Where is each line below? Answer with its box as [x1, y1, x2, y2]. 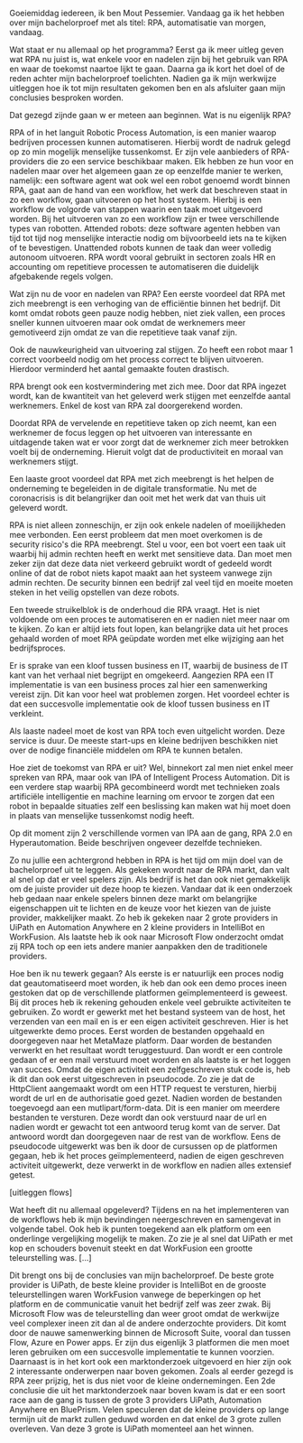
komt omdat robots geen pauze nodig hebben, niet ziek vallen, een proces [9, 308, 286, 319]
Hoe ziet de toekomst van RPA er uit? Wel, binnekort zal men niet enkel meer [9, 763, 294, 772]
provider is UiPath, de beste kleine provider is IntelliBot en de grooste [9, 1280, 267, 1290]
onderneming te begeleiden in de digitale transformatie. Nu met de [9, 483, 257, 494]
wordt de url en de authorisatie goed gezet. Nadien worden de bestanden [9, 1093, 282, 1104]
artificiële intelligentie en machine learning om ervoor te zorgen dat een [9, 791, 275, 801]
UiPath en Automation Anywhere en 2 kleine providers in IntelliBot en [9, 922, 265, 932]
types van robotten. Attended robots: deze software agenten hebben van [9, 223, 281, 234]
